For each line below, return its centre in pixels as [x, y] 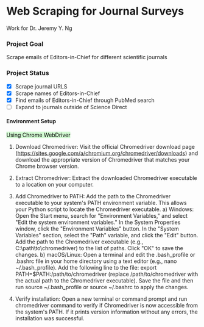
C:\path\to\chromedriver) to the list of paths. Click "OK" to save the [99, 248]
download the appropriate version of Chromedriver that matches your [102, 159]
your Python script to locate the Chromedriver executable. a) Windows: [104, 209]
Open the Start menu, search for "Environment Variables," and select [101, 215]
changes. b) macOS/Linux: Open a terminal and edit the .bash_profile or [105, 254]
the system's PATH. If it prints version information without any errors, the [106, 312]
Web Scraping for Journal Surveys [95, 11]
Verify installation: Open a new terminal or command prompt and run [101, 299]
